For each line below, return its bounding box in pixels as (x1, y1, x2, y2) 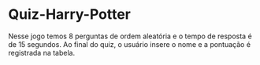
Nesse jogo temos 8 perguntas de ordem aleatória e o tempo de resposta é (8, 31, 252, 41)
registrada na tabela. (8, 48, 76, 57)
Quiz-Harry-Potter (8, 5, 132, 23)
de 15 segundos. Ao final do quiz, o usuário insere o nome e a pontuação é (8, 39, 251, 49)
